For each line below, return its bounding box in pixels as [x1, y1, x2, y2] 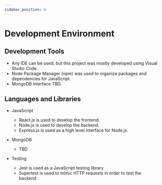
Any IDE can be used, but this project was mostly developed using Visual [11, 60, 158, 66]
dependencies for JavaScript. [11, 76, 71, 82]
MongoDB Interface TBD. [11, 81, 62, 86]
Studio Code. [11, 65, 38, 71]
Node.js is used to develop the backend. [18, 122, 100, 128]
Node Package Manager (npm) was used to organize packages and [11, 70, 147, 76]
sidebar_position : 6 [4, 7, 47, 12]
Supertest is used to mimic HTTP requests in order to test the [18, 170, 142, 176]
